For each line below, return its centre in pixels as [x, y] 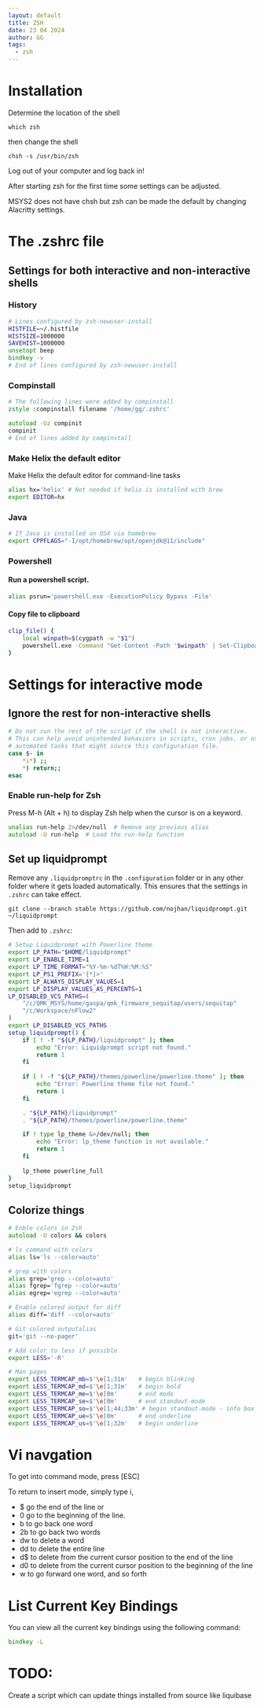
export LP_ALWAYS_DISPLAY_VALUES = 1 [66, 982]
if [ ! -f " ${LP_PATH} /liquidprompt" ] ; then [98, 1040]
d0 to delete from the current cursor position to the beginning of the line [136, 1566]
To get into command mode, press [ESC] [74, 1477]
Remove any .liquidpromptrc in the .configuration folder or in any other [126, 878]
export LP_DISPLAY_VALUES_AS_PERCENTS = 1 [75, 989]
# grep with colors [40, 1271]
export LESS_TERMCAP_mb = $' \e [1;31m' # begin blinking [101, 1379]
